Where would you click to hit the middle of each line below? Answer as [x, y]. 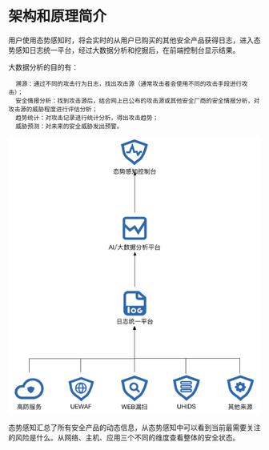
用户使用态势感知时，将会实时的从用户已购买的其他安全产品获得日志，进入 [131, 40]
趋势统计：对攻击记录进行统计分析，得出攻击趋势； [87, 118]
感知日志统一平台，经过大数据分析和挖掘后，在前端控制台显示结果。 [127, 50]
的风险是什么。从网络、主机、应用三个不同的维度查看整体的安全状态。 [124, 437]
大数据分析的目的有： [43, 67]
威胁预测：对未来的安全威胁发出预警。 [69, 126]
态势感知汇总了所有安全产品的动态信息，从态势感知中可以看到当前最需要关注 [134, 427]
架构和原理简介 [58, 16]
